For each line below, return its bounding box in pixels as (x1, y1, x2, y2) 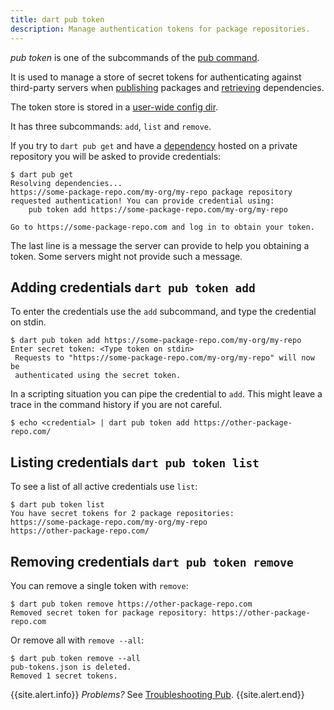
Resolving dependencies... (10, 178, 123, 188)
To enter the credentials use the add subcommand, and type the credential (10, 306, 317, 318)
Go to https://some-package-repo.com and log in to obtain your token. (10, 222, 315, 232)
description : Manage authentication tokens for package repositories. (10, 24, 311, 34)
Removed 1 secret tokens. (10, 671, 118, 681)
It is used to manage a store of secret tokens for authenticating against (10, 71, 302, 83)
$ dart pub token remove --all (10, 653, 141, 663)
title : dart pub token (10, 14, 105, 25)
